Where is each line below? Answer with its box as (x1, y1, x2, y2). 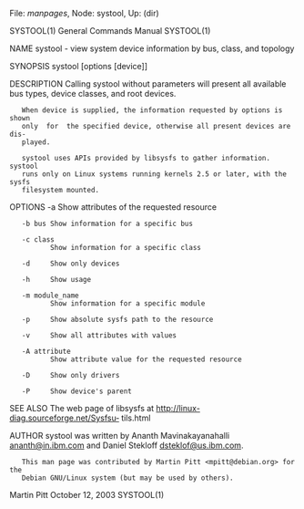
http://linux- (156, 403, 200, 413)
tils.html (121, 412, 151, 423)
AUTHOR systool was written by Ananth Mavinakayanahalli (9, 431, 230, 441)
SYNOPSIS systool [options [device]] (9, 61, 148, 71)
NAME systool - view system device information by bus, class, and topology (9, 43, 295, 54)
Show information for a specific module (49, 299, 206, 308)
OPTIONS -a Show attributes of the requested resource (9, 202, 217, 213)
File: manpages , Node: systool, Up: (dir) (9, 8, 159, 18)
